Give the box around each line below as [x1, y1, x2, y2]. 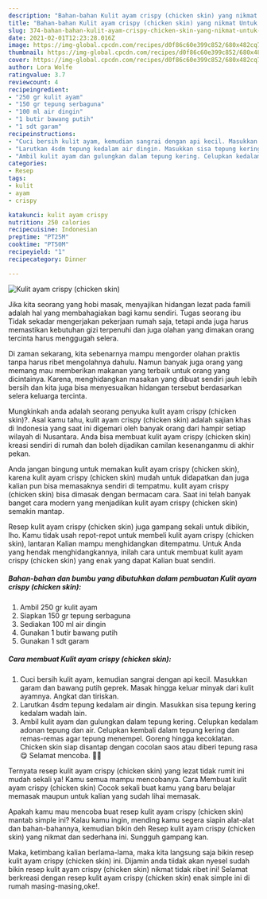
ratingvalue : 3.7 [8, 71, 66, 79]
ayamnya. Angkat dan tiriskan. [19, 691, 119, 701]
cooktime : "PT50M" [8, 240, 69, 249]
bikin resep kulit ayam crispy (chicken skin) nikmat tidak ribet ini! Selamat [8, 864, 248, 874]
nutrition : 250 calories [8, 218, 91, 227]
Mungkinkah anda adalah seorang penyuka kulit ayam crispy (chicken [8, 407, 237, 416]
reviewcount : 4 [8, 78, 59, 86]
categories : [8, 160, 48, 168]
